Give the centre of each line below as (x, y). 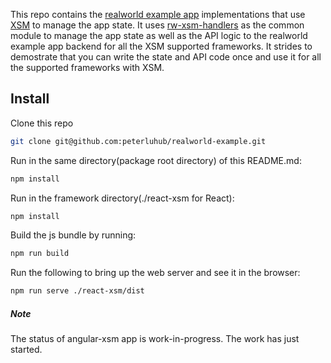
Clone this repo (42, 123)
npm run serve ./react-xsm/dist (77, 291)
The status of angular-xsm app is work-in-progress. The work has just (155, 339)
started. (26, 350)
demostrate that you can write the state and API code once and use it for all (166, 57)
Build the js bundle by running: (73, 235)
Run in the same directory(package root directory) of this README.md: (156, 160)
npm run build (40, 254)
